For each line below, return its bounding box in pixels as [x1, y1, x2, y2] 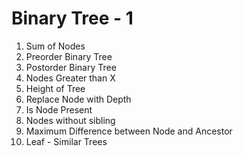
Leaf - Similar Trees [25, 135, 108, 147]
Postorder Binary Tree [25, 61, 117, 73]
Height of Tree [25, 82, 86, 94]
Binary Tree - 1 [11, 7, 134, 30]
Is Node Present [25, 103, 93, 116]
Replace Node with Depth [25, 93, 132, 105]
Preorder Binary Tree [25, 50, 113, 62]
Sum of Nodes [25, 40, 86, 52]
